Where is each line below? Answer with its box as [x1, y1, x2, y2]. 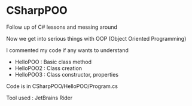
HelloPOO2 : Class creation [14, 64, 83, 72]
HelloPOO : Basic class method [14, 58, 92, 65]
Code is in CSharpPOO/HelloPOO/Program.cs [6, 82, 118, 90]
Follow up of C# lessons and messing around [6, 23, 118, 31]
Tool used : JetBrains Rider [6, 94, 73, 101]
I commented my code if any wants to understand [6, 46, 129, 54]
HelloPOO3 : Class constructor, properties [14, 71, 118, 78]
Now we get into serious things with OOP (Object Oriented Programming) [6, 35, 187, 42]
